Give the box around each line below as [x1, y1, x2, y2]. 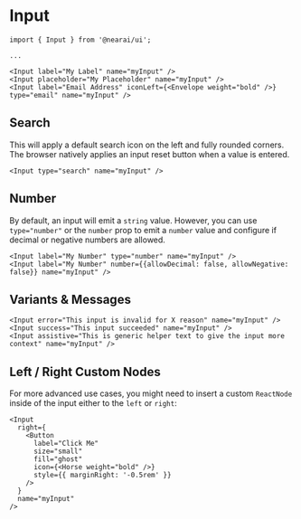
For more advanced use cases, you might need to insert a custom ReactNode [9, 388, 293, 399]
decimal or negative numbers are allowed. [9, 234, 165, 245]
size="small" [33, 447, 83, 457]
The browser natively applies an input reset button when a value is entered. [9, 148, 290, 159]
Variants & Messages [9, 291, 131, 307]
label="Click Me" [33, 439, 99, 448]
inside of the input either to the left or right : [9, 398, 178, 409]
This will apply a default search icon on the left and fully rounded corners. [9, 139, 285, 150]
